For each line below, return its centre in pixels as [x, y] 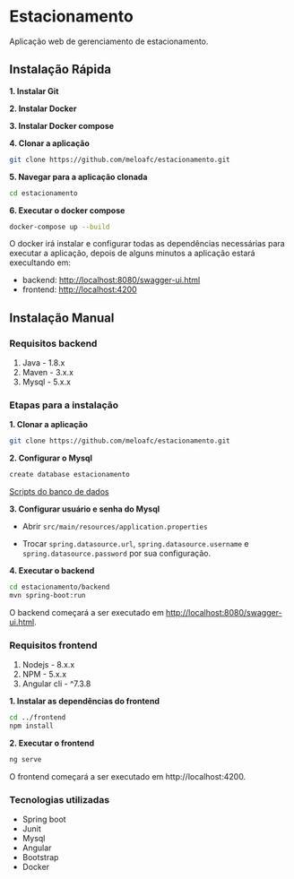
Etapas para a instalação [64, 405]
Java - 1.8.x [43, 363]
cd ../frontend [38, 718]
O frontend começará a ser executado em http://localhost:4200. [128, 776]
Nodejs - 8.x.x [48, 665]
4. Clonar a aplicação [49, 143]
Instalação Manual [62, 318]
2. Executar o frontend [52, 743]
